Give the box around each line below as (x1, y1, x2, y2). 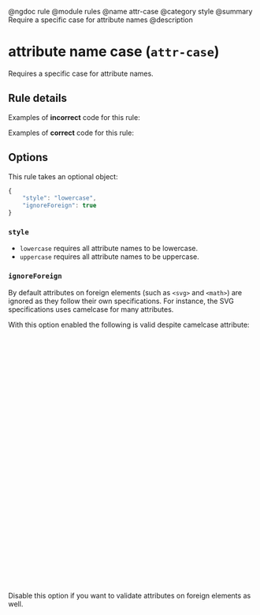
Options (8, 151, 49, 164)
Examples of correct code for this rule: (8, 128, 134, 137)
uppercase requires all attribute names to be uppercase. (19, 252, 199, 261)
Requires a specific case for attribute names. (8, 69, 154, 78)
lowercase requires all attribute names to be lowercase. (19, 244, 199, 253)
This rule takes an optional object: (8, 171, 118, 181)
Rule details (8, 92, 67, 105)
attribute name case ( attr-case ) (8, 43, 220, 61)
